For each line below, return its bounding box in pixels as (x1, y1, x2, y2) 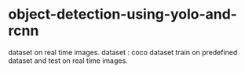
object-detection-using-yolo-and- (8, 5, 238, 23)
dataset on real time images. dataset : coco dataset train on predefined (8, 47, 238, 57)
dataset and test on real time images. (8, 56, 128, 65)
